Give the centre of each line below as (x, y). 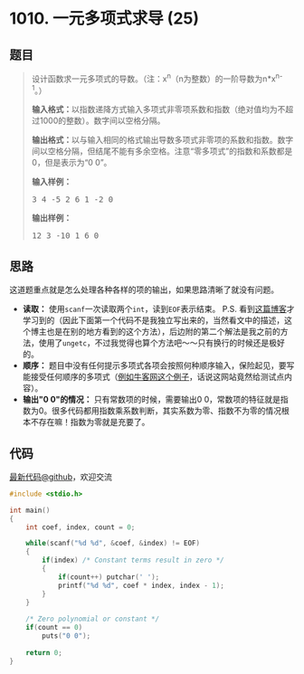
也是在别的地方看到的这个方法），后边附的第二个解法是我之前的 (163, 332)
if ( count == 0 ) (54, 628)
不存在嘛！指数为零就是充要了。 (90, 422)
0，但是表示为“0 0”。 (71, 163)
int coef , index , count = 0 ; (81, 527)
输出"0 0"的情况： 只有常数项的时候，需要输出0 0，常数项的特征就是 (151, 400)
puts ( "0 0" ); (66, 636)
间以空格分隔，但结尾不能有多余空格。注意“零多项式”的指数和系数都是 (162, 151)
